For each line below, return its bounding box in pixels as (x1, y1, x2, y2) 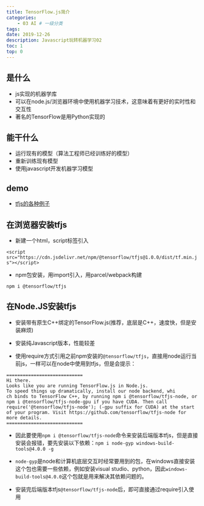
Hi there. (6, 377, 32, 383)
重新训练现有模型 (15, 157, 58, 165)
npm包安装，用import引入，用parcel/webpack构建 (15, 271, 142, 278)
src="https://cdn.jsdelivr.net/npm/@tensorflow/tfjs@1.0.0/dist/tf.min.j (6, 254, 198, 260)
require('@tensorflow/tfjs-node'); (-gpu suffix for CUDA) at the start (6, 404, 195, 410)
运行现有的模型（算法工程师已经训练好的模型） (15, 150, 133, 157)
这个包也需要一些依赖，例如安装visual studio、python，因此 (15, 465, 166, 472)
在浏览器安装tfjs (6, 219, 67, 230)
